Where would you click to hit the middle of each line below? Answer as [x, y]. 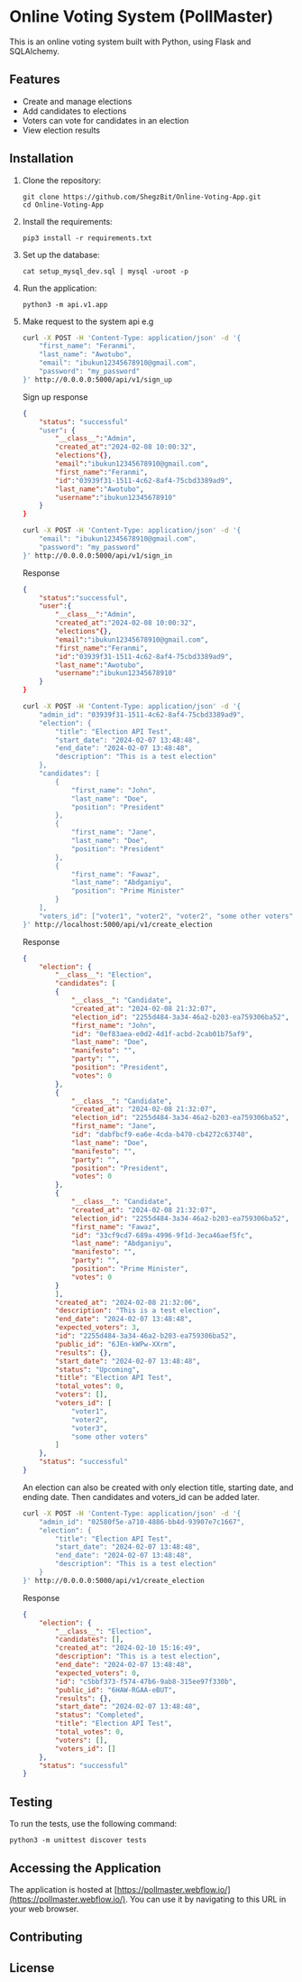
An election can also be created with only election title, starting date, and [158, 1487]
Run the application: [59, 288]
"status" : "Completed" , [100, 1715]
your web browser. [44, 1908]
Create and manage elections [77, 101]
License [32, 1968]
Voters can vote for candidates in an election [105, 120]
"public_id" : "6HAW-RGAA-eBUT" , [116, 1690]
